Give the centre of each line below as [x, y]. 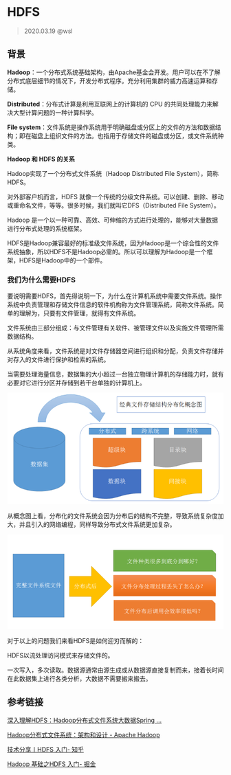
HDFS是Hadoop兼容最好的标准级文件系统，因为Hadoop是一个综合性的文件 [113, 243]
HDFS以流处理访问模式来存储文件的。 [60, 655]
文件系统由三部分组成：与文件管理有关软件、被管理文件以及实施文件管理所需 [115, 328]
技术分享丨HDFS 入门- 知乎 [46, 749]
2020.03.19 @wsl [48, 31]
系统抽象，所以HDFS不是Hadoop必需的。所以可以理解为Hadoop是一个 [107, 251]
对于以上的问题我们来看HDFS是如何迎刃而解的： [76, 640]
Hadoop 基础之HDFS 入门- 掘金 [52, 764]
